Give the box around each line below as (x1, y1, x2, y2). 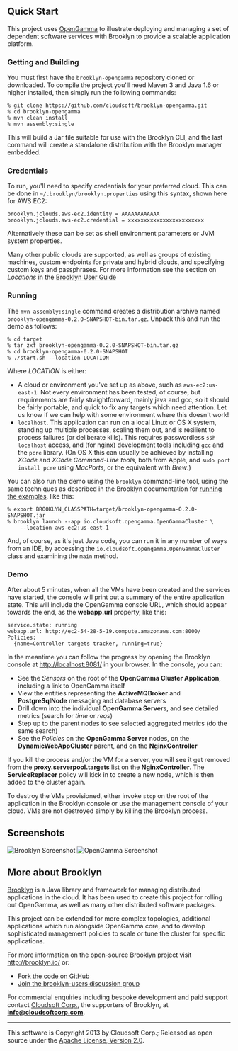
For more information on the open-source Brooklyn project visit (7, 950, 192, 959)
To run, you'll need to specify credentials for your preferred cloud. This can (7, 182, 227, 191)
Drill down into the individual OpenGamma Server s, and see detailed (17, 704, 219, 712)
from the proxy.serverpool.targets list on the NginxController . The (7, 763, 205, 771)
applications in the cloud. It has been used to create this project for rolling (7, 892, 223, 902)
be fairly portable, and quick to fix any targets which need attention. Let (17, 403, 227, 411)
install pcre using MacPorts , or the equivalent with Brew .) (17, 463, 191, 472)
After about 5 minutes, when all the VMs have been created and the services (7, 586, 231, 593)
